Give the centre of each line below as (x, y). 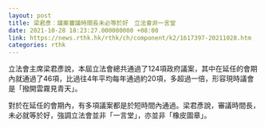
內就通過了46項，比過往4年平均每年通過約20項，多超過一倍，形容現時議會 (131, 79)
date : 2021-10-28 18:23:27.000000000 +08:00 (83, 30)
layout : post (30, 15)
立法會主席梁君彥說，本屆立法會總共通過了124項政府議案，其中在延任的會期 (133, 69)
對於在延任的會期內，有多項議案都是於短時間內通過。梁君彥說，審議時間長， (134, 106)
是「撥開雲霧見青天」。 (45, 89)
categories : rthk (37, 45)
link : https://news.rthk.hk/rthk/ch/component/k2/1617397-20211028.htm (130, 38)
